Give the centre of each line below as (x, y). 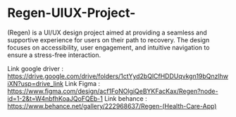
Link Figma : (82, 83)
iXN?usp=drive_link (35, 83)
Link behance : (126, 98)
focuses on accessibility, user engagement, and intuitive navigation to (108, 47)
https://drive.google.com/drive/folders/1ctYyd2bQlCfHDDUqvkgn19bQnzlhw (118, 76)
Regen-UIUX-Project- (72, 13)
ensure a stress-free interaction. (54, 55)
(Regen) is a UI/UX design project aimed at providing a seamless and (107, 32)
